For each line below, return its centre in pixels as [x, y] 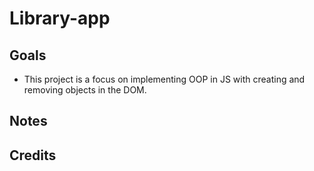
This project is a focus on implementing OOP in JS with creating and [164, 79]
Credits [33, 155]
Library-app [60, 18]
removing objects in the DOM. [85, 90]
